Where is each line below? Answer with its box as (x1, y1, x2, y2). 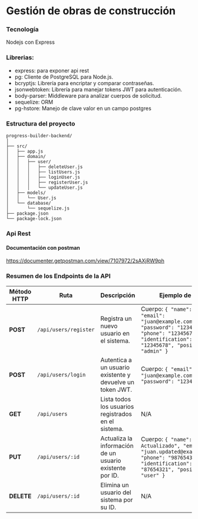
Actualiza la (100, 434, 133, 442)
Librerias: (6, 53, 34, 62)
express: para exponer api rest (14, 67, 90, 74)
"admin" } (140, 347, 169, 354)
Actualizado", (140, 442, 181, 449)
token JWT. (100, 385, 133, 394)
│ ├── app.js (6, 149, 44, 154)
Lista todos (100, 395, 131, 403)
